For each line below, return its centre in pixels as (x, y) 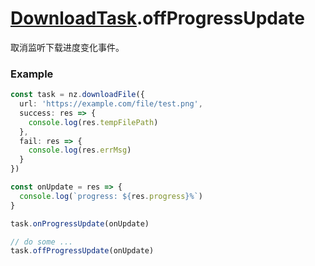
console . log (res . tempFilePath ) (93, 122)
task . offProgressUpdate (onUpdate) (82, 251)
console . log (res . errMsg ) (80, 150)
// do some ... (42, 242)
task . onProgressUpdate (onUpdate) (80, 223)
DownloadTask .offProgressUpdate (157, 18)
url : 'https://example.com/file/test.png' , (111, 104)
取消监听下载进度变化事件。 (67, 47)
